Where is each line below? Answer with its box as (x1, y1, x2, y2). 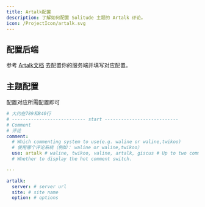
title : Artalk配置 (6, 9, 51, 15)
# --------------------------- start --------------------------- (6, 116, 179, 122)
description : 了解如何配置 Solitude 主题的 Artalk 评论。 (6, 15, 146, 21)
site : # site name (12, 189, 59, 195)
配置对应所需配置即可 (6, 99, 60, 105)
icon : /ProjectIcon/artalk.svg (6, 20, 86, 26)
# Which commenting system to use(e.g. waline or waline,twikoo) (12, 139, 182, 145)
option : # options (12, 195, 59, 201)
